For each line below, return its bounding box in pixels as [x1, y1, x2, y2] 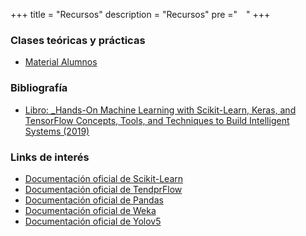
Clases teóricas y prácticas [10, 33, 146, 47]
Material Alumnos [24, 56, 98, 68]
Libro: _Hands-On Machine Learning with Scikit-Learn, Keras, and [24, 104, 297, 116]
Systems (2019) [24, 125, 90, 137]
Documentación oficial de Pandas [24, 194, 164, 206]
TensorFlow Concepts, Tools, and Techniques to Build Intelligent [24, 114, 290, 126]
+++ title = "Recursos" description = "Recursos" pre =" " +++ [10, 9, 271, 20]
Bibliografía [10, 81, 68, 95]
